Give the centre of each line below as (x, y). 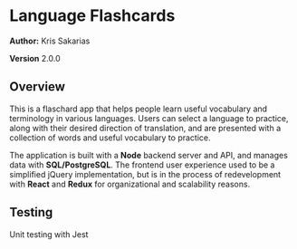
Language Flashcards (92, 16)
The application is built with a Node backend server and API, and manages (148, 155)
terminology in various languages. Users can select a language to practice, (149, 118)
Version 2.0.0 (35, 58)
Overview (38, 87)
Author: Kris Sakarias (50, 41)
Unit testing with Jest (49, 234)
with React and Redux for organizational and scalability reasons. (130, 184)
